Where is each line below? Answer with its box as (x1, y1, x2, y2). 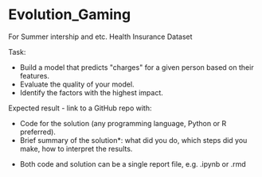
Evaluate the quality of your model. (19, 79, 135, 89)
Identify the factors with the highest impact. (19, 87, 163, 97)
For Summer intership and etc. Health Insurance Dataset (8, 32, 193, 41)
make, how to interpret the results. (19, 144, 133, 153)
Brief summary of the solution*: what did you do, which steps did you (19, 135, 248, 144)
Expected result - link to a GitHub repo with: (8, 103, 152, 113)
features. (19, 71, 50, 80)
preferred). (19, 127, 56, 137)
